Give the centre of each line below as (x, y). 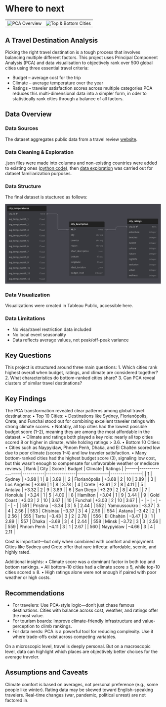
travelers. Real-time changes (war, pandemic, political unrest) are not (76, 695)
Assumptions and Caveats (46, 673)
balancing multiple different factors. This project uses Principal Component (82, 57)
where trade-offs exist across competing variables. (64, 637)
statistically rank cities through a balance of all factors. (68, 99)
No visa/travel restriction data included (52, 329)
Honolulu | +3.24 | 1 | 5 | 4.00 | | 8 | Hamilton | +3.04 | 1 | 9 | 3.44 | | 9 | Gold (82, 495)
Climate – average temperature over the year (58, 83)
